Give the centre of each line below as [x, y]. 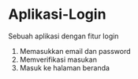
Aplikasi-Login [57, 14]
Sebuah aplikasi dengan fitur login [63, 36]
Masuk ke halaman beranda [65, 67]
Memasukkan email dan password [75, 51]
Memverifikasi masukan [58, 59]
